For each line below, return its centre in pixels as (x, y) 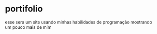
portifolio (24, 9)
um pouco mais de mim (28, 27)
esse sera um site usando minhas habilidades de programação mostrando (78, 22)
